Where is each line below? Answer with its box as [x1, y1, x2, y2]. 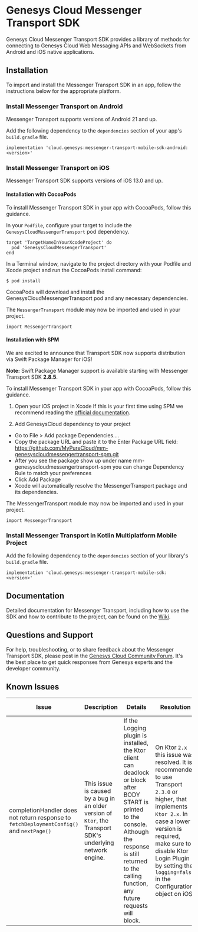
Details [126, 703, 147, 711]
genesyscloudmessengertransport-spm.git [14, 450, 119, 457]
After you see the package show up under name [14, 457, 132, 464]
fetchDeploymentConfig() [9, 821, 79, 828]
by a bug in [84, 794, 115, 802]
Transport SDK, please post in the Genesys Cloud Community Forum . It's [6, 652, 183, 659]
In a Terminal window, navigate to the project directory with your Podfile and [6, 260, 192, 267]
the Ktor [123, 746, 146, 754]
